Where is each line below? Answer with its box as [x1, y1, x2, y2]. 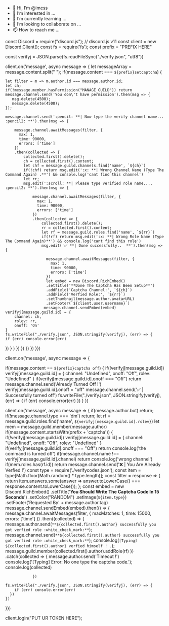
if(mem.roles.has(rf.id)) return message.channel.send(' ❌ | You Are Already [5, 462, 161, 467]
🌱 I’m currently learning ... [12, 16, 67, 21]
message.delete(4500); [12, 101, 60, 106]
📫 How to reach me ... [12, 27, 60, 32]
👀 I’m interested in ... [12, 10, 56, 16]
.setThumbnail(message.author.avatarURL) [46, 296, 135, 302]
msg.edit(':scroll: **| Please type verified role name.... [23, 181, 153, 186]
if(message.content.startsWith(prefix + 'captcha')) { [5, 429, 113, 435]
